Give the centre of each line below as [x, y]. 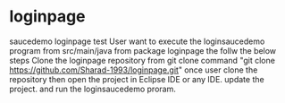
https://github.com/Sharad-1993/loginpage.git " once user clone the [134, 70]
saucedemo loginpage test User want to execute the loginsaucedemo [137, 41]
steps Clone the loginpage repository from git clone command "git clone [142, 60]
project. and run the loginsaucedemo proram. [92, 89]
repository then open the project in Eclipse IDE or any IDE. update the [137, 79]
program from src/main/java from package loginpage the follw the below [143, 50]
